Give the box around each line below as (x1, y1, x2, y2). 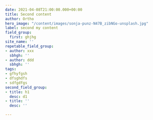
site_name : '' (5, 39, 34, 44)
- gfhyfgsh (5, 71, 28, 76)
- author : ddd (5, 58, 34, 62)
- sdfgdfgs (5, 80, 28, 85)
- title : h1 (5, 90, 30, 94)
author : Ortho (5, 16, 34, 21)
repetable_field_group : (5, 44, 54, 49)
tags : (5, 67, 16, 72)
